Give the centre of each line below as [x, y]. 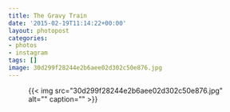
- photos [23, 46]
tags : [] [23, 61]
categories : [28, 38]
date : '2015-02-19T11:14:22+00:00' [67, 23]
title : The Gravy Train [48, 16]
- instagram [28, 53]
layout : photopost [39, 30]
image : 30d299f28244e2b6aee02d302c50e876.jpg [85, 68]
